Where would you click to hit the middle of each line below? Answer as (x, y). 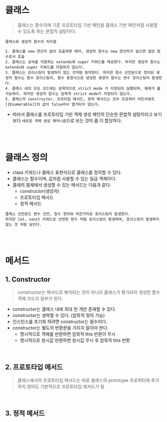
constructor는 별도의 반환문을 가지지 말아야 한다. (60, 328)
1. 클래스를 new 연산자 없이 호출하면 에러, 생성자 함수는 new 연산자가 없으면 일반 (80, 51)
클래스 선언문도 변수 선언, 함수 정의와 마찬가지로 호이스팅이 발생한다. (68, 214)
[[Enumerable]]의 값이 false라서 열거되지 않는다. (53, 104)
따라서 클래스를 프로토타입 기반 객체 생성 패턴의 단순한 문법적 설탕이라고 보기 (87, 114)
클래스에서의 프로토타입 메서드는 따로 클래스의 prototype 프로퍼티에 (83, 380)
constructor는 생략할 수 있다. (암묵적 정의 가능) (58, 315)
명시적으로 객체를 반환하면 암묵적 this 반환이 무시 (68, 334)
